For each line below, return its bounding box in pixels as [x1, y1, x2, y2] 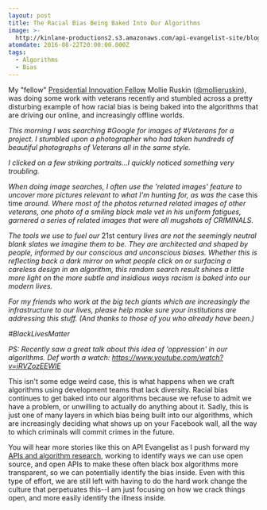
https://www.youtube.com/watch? [111, 352, 224, 362]
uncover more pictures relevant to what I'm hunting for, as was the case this [8, 190, 258, 199]
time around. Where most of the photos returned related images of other [8, 198, 246, 208]
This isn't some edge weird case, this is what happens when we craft [8, 376, 234, 385]
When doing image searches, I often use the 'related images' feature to [8, 182, 242, 191]
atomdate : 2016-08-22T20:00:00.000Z [8, 41, 130, 49]
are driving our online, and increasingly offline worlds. [8, 110, 185, 120]
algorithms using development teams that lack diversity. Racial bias [8, 385, 228, 394]
